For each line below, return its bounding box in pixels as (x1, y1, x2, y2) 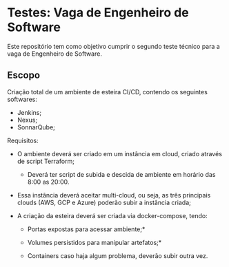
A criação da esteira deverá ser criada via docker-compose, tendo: (17, 211, 208, 220)
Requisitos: (7, 136, 39, 145)
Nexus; (17, 116, 38, 124)
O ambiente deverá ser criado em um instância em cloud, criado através (17, 149, 223, 158)
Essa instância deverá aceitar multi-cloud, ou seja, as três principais (17, 191, 211, 199)
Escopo (7, 70, 40, 81)
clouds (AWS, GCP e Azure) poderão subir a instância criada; (17, 198, 192, 206)
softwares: (7, 95, 38, 103)
